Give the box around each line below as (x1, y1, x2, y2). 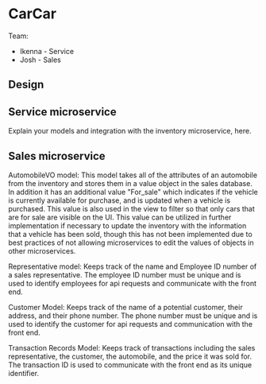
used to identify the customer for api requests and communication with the (8, 319, 253, 328)
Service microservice (8, 105, 117, 118)
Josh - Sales (19, 55, 61, 64)
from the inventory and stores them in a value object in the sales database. (8, 178, 253, 188)
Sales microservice (8, 149, 106, 163)
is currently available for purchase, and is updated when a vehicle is (8, 196, 231, 205)
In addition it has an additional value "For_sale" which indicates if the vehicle (8, 187, 258, 196)
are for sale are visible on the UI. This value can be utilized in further (8, 212, 232, 222)
